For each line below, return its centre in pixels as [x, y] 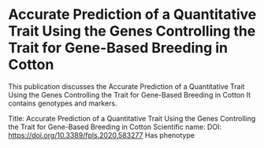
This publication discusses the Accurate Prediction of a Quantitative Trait [126, 86]
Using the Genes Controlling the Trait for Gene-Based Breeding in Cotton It [130, 94]
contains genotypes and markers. [63, 103]
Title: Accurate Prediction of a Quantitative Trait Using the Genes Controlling [132, 118]
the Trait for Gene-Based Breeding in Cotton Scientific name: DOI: [115, 127]
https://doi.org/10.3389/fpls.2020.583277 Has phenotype [102, 135]
